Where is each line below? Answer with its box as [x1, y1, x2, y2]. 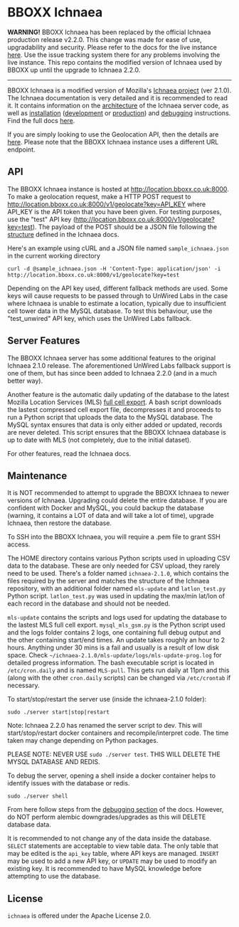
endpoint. [7, 145, 36, 154]
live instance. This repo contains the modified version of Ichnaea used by [7, 58, 223, 66]
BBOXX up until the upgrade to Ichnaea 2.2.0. [7, 65, 141, 74]
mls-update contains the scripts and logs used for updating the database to [7, 613, 228, 622]
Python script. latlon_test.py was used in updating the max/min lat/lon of [7, 592, 225, 600]
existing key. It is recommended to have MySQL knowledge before [7, 864, 202, 873]
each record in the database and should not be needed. [7, 599, 171, 608]
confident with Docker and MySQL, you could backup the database [7, 504, 205, 512]
